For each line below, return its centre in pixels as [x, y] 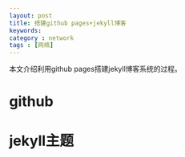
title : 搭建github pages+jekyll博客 [68, 23]
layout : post [31, 16]
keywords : [26, 30]
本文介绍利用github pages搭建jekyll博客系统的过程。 [96, 69]
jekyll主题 [42, 141]
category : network [42, 38]
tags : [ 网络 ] [32, 45]
